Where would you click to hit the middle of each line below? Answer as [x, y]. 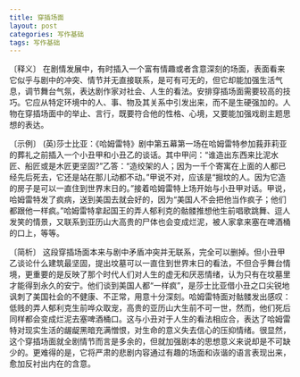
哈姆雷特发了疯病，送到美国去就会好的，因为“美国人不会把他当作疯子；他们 [148, 200]
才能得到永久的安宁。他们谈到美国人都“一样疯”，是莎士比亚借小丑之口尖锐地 [150, 286]
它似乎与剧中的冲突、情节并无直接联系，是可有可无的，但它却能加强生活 [142, 80]
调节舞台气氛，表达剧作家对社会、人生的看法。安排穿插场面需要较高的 [154, 91]
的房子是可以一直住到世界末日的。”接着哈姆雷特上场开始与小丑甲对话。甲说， [150, 188]
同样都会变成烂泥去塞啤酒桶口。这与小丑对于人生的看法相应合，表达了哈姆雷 [150, 319]
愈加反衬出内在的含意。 [52, 364]
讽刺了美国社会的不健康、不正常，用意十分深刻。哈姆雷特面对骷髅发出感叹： [150, 297]
